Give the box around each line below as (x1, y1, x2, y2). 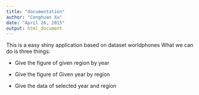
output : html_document (6, 25, 62, 31)
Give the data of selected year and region (14, 83, 117, 90)
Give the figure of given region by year (14, 59, 110, 66)
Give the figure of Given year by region (14, 71, 110, 78)
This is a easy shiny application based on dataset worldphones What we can (6, 42, 194, 49)
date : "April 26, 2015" (6, 20, 65, 26)
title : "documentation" (6, 8, 65, 15)
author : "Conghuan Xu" (6, 14, 62, 20)
